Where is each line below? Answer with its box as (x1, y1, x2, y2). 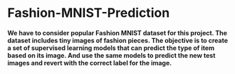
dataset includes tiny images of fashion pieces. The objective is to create (7, 36, 229, 44)
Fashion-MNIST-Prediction (7, 5, 170, 21)
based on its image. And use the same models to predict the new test (7, 51, 216, 59)
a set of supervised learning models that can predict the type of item (7, 44, 215, 52)
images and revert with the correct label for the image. (7, 58, 172, 67)
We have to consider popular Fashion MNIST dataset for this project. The (7, 28, 228, 37)
